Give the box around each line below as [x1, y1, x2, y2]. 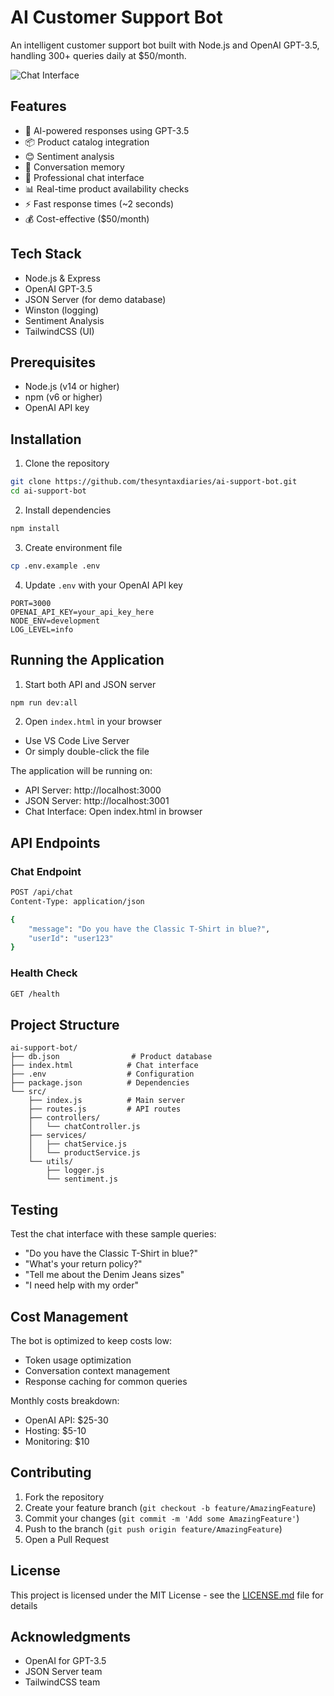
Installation [10, 431, 82, 448]
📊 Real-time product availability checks [24, 182, 190, 195]
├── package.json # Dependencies [10, 1078, 190, 1088]
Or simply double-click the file [24, 746, 150, 758]
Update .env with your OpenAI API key [24, 579, 183, 591]
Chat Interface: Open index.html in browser [24, 806, 203, 818]
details [10, 1599, 38, 1611]
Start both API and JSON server [24, 678, 157, 690]
